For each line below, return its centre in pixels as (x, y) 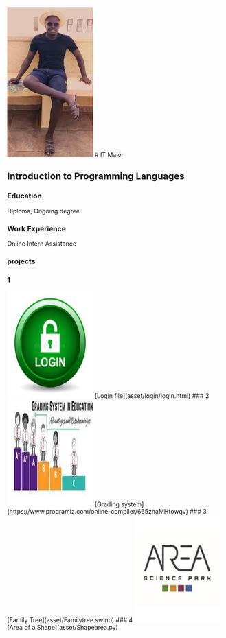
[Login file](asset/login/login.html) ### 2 (152, 396)
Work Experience (37, 228)
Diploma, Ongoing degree (44, 211)
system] (133, 504)
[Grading (107, 504)
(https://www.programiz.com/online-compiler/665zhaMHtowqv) (98, 512)
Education (25, 196)
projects (21, 261)
